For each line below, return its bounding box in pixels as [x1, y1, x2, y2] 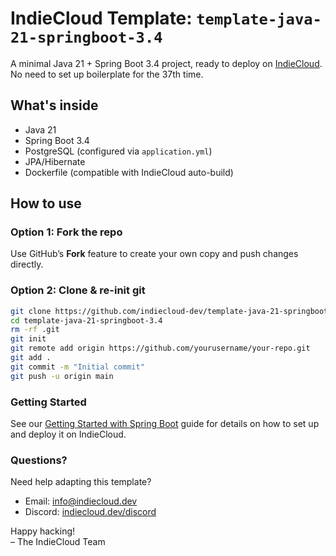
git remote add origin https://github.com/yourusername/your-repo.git [10, 343, 311, 354]
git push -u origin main [10, 371, 114, 381]
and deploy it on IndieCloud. [10, 428, 127, 441]
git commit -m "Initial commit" [10, 362, 145, 372]
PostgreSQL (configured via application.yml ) [24, 145, 213, 157]
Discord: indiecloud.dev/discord [24, 506, 157, 518]
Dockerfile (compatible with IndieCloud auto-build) [24, 166, 234, 178]
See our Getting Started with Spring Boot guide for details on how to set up [10, 418, 320, 430]
